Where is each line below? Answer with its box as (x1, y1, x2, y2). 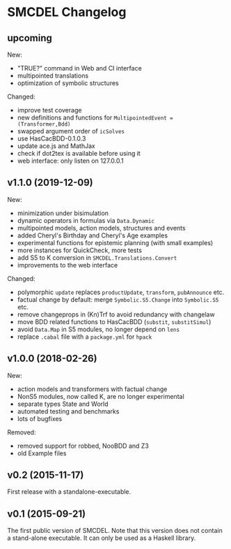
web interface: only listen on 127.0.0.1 (17, 156, 124, 165)
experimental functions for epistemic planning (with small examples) (17, 238, 214, 247)
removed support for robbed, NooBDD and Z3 (17, 441, 150, 450)
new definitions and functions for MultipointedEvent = (17, 113, 174, 122)
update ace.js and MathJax (17, 142, 95, 150)
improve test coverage (17, 106, 82, 114)
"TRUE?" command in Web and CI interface (17, 64, 143, 72)
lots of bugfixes (17, 414, 63, 423)
